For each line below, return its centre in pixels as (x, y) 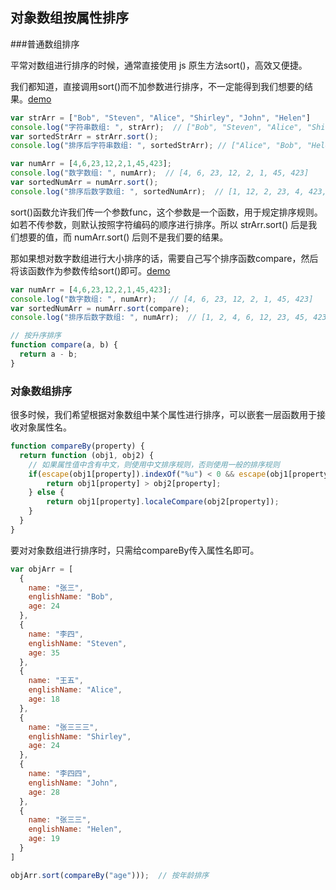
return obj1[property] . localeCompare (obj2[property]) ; (163, 502)
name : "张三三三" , (63, 727)
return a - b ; (48, 354)
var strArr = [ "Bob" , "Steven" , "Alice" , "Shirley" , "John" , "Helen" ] (160, 118)
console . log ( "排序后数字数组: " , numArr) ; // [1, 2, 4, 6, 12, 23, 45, (160, 318)
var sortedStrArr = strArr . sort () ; (84, 136)
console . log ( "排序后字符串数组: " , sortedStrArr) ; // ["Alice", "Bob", (156, 146)
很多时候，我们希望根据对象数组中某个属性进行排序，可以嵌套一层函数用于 (163, 415)
